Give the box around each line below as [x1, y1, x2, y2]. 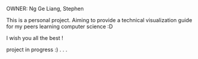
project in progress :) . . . [6, 46, 68, 53]
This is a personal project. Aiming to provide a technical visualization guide [6, 17, 193, 23]
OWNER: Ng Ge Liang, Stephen [6, 5, 84, 12]
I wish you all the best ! [6, 35, 63, 41]
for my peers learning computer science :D [6, 23, 113, 30]
